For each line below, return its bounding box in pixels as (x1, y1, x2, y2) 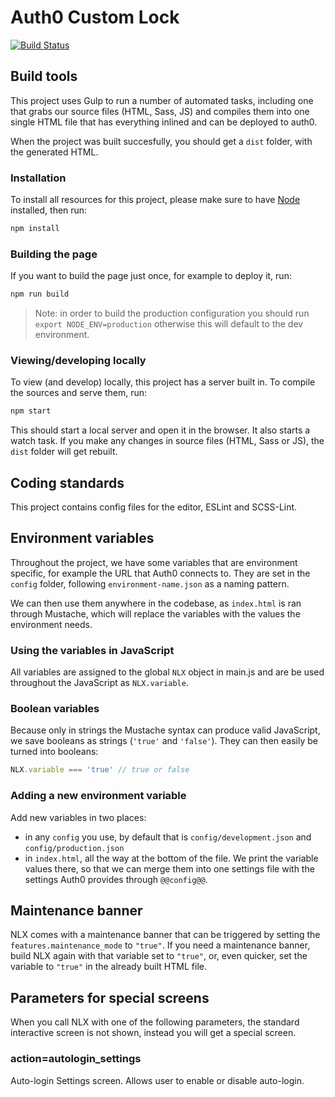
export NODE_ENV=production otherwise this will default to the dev (34, 318, 304, 330)
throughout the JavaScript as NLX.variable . (10, 677, 189, 689)
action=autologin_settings (10, 1052, 142, 1066)
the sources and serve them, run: (10, 387, 148, 399)
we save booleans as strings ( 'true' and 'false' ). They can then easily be (10, 735, 318, 747)
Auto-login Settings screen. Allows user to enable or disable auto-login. (10, 1074, 305, 1086)
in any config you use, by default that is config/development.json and (24, 831, 312, 843)
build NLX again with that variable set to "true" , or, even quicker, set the (10, 950, 308, 962)
